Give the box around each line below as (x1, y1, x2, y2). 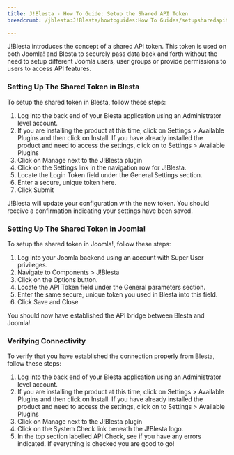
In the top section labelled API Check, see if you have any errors (17, 432, 202, 440)
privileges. (17, 260, 48, 269)
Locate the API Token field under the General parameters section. (17, 283, 206, 291)
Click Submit (17, 186, 54, 194)
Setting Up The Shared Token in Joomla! (7, 224, 146, 234)
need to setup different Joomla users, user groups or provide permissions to (7, 57, 226, 66)
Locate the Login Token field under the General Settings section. (17, 170, 203, 179)
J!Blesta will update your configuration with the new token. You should (7, 199, 210, 207)
